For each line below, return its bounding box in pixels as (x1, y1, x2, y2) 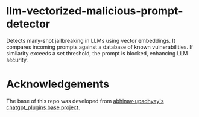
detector (6, 17, 51, 31)
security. (6, 56, 28, 63)
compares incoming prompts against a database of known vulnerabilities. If (6, 43, 194, 51)
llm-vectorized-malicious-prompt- (6, 4, 183, 18)
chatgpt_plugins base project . (6, 104, 80, 111)
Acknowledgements (6, 77, 110, 91)
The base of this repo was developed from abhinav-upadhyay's (6, 97, 164, 104)
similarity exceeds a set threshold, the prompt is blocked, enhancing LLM (6, 49, 188, 57)
